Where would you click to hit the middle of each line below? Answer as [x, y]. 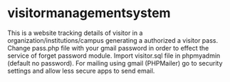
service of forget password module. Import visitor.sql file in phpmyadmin [114, 56]
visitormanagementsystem [89, 13]
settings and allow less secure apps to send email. [81, 71]
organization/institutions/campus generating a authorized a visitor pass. [113, 40]
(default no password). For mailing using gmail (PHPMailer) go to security [115, 63]
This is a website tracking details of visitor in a [75, 33]
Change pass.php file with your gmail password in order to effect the [108, 48]
